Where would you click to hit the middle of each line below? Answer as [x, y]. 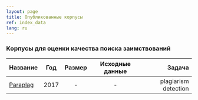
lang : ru [17, 28]
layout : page [22, 11]
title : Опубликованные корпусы [44, 17]
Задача [178, 67]
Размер [76, 67]
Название [24, 67]
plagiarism [174, 81]
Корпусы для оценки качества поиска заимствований [88, 49]
